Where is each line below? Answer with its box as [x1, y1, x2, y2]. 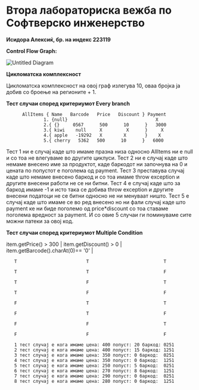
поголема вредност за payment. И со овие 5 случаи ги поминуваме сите [6, 211, 192, 218]
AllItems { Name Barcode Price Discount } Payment [21, 111, 167, 117]
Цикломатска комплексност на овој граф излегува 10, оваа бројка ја [6, 82, 181, 89]
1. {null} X [43, 117, 159, 123]
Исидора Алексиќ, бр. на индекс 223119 [6, 36, 111, 43]
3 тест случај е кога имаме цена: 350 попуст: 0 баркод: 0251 [14, 352, 175, 358]
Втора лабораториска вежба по [6, 4, 172, 17]
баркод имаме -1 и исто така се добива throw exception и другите [6, 186, 174, 193]
